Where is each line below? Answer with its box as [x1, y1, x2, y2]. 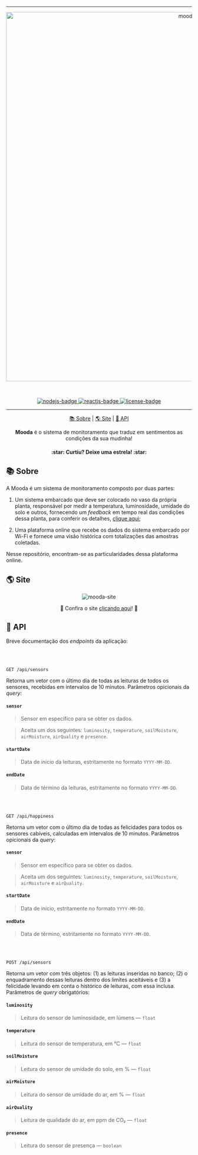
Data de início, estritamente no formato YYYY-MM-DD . [20, 905, 146, 912]
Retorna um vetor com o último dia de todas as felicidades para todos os [6, 824, 183, 831]
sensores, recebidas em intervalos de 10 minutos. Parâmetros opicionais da [6, 684, 190, 691]
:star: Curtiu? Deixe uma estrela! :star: [51, 448, 147, 456]
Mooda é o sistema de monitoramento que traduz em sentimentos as [15, 429, 183, 435]
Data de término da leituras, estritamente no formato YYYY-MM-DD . [20, 784, 178, 791]
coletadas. [14, 539, 41, 546]
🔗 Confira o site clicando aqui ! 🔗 [60, 605, 138, 612]
